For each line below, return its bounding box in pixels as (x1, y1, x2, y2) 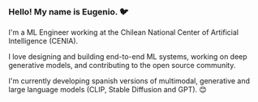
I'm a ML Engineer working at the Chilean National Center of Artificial (8, 28, 239, 37)
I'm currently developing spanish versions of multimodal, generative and (8, 76, 250, 86)
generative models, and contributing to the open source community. (8, 61, 236, 70)
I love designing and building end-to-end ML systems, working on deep (8, 52, 247, 62)
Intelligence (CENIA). (8, 36, 79, 46)
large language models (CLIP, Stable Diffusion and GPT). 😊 (8, 85, 207, 95)
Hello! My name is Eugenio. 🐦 (8, 6, 129, 17)
